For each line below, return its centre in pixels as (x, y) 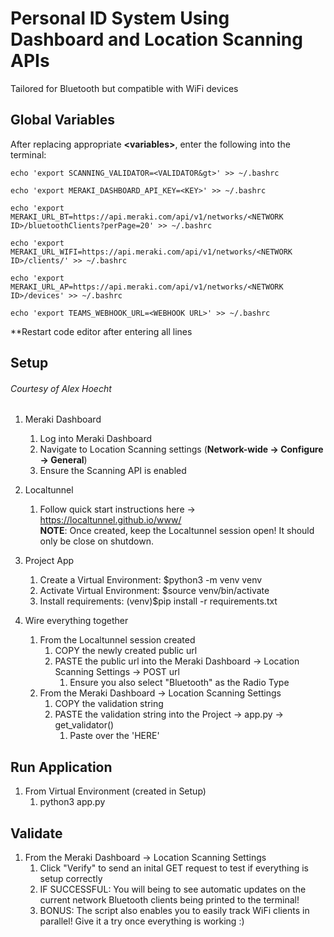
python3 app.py (72, 802)
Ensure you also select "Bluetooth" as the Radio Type (179, 683)
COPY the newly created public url (126, 651)
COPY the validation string (109, 704)
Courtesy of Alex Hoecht (61, 388)
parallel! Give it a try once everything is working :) (142, 921)
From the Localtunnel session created (117, 640)
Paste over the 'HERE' (114, 736)
